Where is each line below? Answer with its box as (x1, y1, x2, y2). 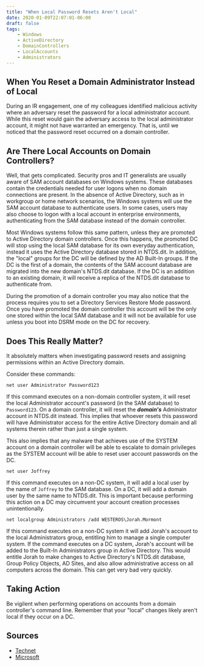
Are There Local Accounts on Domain (6, 146, 151, 156)
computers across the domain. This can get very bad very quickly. (6, 566, 172, 573)
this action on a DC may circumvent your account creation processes (6, 498, 180, 506)
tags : (6, 26, 20, 32)
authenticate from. (6, 281, 53, 288)
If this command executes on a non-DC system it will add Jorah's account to (6, 528, 198, 535)
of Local (6, 87, 38, 97)
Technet (15, 647, 37, 654)
